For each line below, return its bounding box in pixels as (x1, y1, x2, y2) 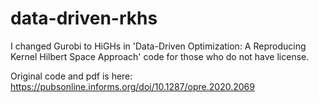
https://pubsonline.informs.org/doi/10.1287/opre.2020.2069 (10, 80, 255, 92)
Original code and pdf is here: (10, 70, 133, 82)
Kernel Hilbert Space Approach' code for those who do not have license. (10, 50, 310, 62)
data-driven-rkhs (10, 7, 158, 30)
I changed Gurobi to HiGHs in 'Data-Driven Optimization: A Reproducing (10, 40, 307, 52)
